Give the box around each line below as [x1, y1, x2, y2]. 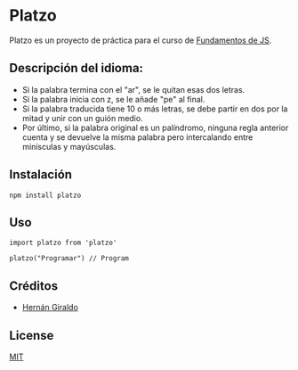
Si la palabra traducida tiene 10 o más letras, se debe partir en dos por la [21, 103, 288, 114]
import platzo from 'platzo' [9, 238, 117, 248]
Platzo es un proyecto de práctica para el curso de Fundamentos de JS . [9, 35, 272, 45]
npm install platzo [9, 191, 82, 200]
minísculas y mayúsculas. [21, 141, 117, 152]
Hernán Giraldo [21, 302, 78, 313]
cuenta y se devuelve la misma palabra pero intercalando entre [21, 131, 254, 143]
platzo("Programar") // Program [9, 254, 129, 263]
